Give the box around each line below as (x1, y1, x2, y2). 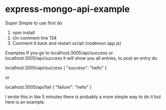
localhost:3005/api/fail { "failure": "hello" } (5, 84, 92, 90)
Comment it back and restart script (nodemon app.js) (12, 40, 122, 46)
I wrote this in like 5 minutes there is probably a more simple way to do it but (5, 94, 161, 100)
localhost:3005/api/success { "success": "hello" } (5, 65, 107, 71)
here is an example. (5, 99, 46, 105)
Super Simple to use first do (5, 20, 63, 26)
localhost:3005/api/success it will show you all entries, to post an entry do (5, 55, 158, 61)
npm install (12, 29, 35, 35)
